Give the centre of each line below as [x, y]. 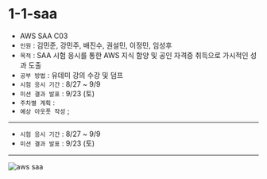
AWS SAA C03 [44, 36]
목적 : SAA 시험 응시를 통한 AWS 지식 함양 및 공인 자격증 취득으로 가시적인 [134, 55]
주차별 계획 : [37, 102]
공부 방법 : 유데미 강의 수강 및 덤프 [72, 75]
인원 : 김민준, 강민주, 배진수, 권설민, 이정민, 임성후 [96, 45]
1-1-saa [33, 14]
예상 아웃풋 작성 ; [44, 111]
